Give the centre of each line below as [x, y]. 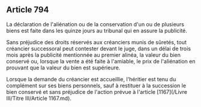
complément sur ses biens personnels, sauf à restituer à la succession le [96, 85]
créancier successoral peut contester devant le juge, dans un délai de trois [98, 48]
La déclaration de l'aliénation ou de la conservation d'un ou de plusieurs [95, 24]
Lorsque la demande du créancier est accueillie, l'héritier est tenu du [91, 79]
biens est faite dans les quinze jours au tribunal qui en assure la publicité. [97, 30]
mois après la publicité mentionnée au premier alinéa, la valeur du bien [94, 55]
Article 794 [28, 10]
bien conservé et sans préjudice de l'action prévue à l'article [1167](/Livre [97, 91]
